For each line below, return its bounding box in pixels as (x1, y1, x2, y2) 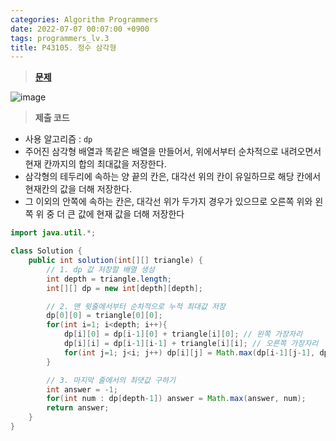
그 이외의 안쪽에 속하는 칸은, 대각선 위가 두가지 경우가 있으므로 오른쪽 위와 (24, 196, 313, 208)
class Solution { (10, 246, 83, 256)
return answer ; (46, 403, 110, 413)
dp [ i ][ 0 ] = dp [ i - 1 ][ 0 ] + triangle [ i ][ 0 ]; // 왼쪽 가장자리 (63, 329, 303, 340)
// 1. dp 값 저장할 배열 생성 (46, 264, 155, 275)
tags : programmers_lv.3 (10, 33, 110, 43)
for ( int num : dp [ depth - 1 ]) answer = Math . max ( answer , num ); (46, 394, 307, 404)
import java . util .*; (10, 228, 97, 238)
